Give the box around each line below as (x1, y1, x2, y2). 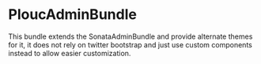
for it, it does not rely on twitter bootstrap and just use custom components (8, 40, 253, 49)
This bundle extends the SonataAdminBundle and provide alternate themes (8, 32, 253, 41)
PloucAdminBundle (8, 6, 137, 24)
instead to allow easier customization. (8, 48, 131, 58)
